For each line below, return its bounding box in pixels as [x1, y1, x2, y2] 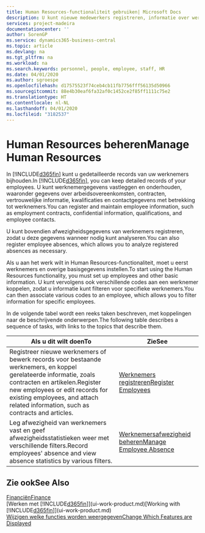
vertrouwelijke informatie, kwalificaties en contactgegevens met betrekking [6, 197, 195, 204]
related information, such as [9, 401, 90, 410]
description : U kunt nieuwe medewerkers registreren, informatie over [6, 15, 190, 21]
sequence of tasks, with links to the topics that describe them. [6, 323, 163, 330]
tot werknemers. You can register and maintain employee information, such [6, 203, 194, 211]
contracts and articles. [9, 408, 74, 417]
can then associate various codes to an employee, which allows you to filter [6, 291, 197, 299]
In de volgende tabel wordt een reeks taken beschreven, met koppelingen [6, 310, 192, 317]
